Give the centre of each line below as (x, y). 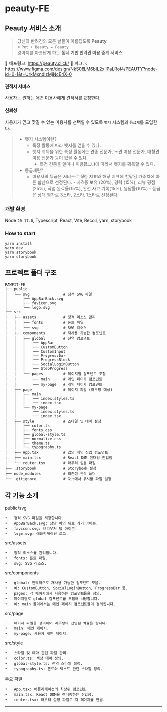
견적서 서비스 (18, 86)
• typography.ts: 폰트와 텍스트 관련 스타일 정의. (54, 669)
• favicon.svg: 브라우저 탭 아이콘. (41, 528)
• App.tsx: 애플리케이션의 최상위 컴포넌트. (47, 689)
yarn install (19, 244)
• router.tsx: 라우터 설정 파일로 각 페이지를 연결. (55, 700)
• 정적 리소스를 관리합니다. (32, 553)
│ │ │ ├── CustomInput (35, 351)
